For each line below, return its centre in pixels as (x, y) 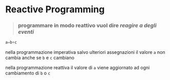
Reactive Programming (55, 9)
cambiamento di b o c (28, 73)
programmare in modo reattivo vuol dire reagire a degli (87, 26)
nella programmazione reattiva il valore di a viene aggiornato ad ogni (78, 68)
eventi (26, 32)
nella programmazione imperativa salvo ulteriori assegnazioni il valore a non (85, 52)
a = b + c (11, 43)
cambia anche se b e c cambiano (40, 58)
